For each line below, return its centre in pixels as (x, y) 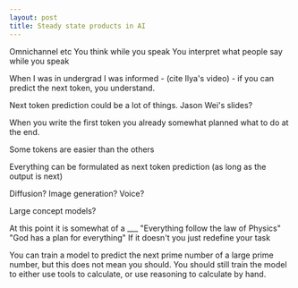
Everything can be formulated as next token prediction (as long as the (138, 166)
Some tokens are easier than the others (82, 149)
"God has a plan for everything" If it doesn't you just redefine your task (140, 237)
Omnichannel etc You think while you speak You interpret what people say (146, 51)
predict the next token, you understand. (82, 88)
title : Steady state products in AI (77, 26)
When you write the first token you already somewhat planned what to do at (149, 123)
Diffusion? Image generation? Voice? (77, 193)
